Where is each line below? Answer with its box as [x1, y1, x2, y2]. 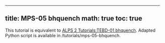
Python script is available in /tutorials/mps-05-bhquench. [5, 32, 121, 38]
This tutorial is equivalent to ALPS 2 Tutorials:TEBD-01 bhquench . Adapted [5, 27, 156, 33]
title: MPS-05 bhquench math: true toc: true [5, 14, 142, 22]
